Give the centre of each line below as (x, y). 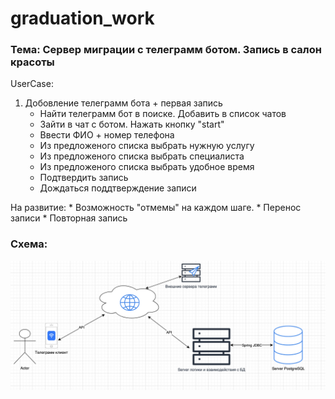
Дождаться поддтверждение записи (118, 188)
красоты (32, 62)
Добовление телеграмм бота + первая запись (123, 103)
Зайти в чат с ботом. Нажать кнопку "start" (132, 124)
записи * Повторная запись (69, 218)
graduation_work (82, 18)
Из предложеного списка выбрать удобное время (147, 167)
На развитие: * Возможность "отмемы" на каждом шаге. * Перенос (156, 208)
